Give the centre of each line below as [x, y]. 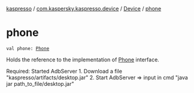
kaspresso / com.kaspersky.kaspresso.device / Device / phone [84, 9]
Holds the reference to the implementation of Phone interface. [83, 60]
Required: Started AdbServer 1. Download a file [64, 71]
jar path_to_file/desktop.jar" [40, 83]
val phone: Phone [28, 48]
